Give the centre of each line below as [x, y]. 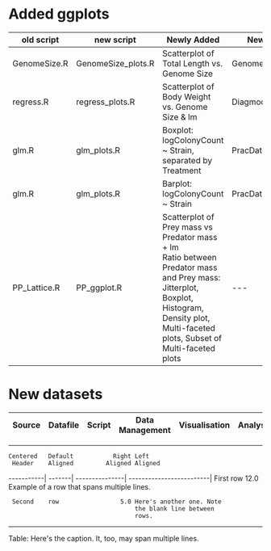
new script [115, 40]
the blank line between [175, 509]
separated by [187, 160]
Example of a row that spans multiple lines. [79, 486]
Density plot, [186, 318]
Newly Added [193, 40]
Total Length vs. [193, 63]
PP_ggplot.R [99, 288]
